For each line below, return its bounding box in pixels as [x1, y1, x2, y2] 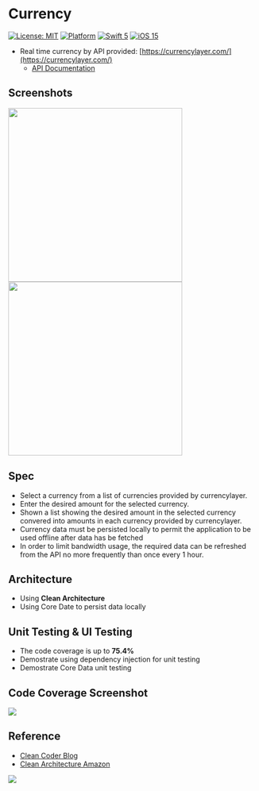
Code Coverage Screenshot [8, 686, 149, 700]
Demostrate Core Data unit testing [19, 663, 132, 673]
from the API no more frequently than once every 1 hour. [19, 550, 204, 559]
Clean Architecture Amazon [19, 759, 110, 769]
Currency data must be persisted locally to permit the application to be [19, 524, 252, 534]
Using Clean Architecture [19, 593, 106, 604]
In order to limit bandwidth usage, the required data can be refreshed [19, 541, 246, 550]
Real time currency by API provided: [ [19, 46, 142, 56]
